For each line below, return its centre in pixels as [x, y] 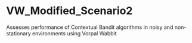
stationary [18, 33]
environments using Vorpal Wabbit [74, 33]
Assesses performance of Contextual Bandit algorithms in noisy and [90, 27]
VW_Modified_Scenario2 [69, 11]
